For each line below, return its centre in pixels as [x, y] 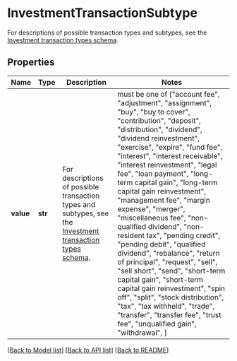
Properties [31, 63]
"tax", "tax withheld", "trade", [166, 306]
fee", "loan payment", [153, 173]
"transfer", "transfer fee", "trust [169, 314]
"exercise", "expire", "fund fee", [170, 147]
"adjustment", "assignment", [165, 102]
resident [131, 235]
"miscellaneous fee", [152, 218]
